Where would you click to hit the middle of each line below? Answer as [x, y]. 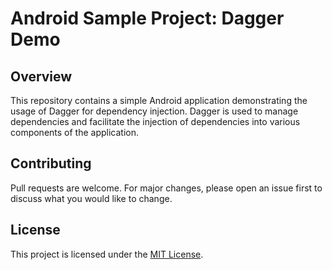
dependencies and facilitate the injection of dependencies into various [155, 121]
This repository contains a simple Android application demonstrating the [159, 100]
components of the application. [75, 132]
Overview [41, 76]
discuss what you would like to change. [91, 198]
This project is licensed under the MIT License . [107, 254]
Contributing [51, 163]
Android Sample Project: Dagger [147, 18]
